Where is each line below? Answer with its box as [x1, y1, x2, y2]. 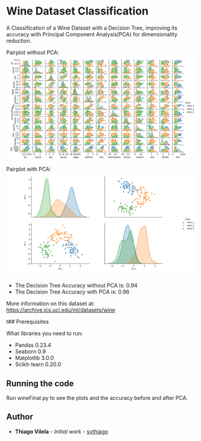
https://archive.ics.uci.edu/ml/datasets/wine [6, 306, 116, 314]
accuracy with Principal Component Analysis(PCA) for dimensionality [6, 30, 178, 37]
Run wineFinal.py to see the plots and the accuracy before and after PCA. [6, 394, 188, 402]
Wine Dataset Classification [6, 4, 149, 18]
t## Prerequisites [6, 318, 49, 326]
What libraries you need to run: [6, 330, 83, 337]
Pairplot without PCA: [6, 48, 60, 56]
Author [6, 412, 33, 422]
